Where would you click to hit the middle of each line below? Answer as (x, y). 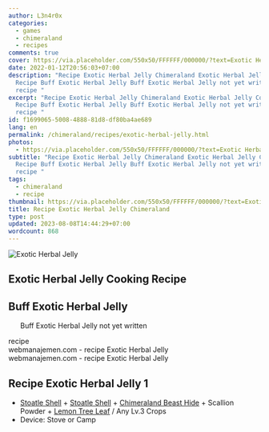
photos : (21, 142)
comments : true (34, 53)
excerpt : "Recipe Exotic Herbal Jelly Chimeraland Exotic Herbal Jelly (130, 98)
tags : (17, 180)
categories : (28, 23)
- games (28, 30)
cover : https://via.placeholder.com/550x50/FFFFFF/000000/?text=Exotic (130, 61)
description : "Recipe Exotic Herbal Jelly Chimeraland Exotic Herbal (127, 75)
